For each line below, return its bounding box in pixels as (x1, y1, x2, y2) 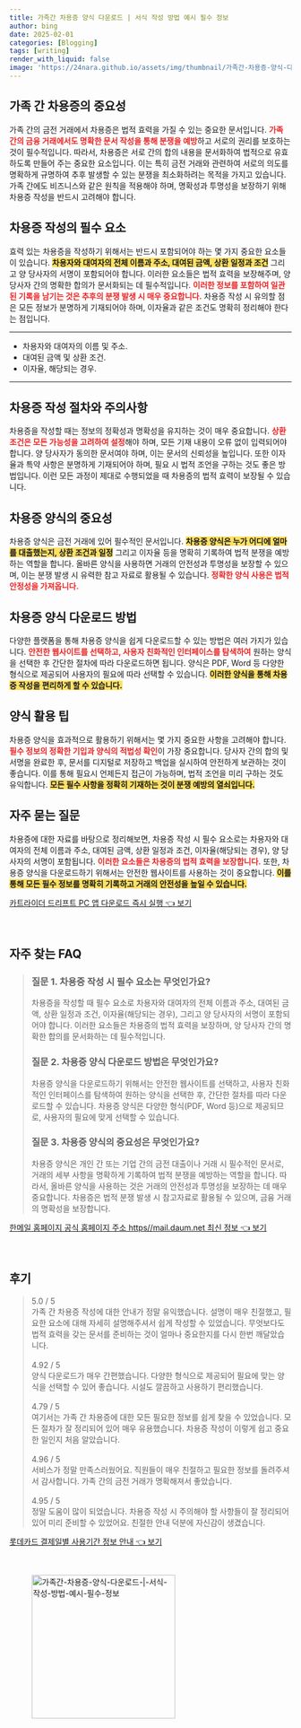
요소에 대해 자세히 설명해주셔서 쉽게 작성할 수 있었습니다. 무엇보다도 (47, 1317, 285, 1328)
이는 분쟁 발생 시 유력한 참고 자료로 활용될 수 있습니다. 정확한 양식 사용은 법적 (21, 570, 289, 580)
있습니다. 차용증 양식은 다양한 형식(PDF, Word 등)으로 (64, 1100, 254, 1111)
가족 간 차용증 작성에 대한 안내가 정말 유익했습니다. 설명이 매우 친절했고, (30, 1306, 282, 1317)
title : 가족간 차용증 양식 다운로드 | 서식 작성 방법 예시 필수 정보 (9, 13, 229, 22)
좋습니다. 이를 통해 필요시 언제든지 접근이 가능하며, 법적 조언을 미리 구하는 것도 (9, 768, 284, 779)
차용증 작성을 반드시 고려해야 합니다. (9, 191, 136, 202)
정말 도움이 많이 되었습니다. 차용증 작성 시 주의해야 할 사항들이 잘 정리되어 (30, 1505, 289, 1516)
